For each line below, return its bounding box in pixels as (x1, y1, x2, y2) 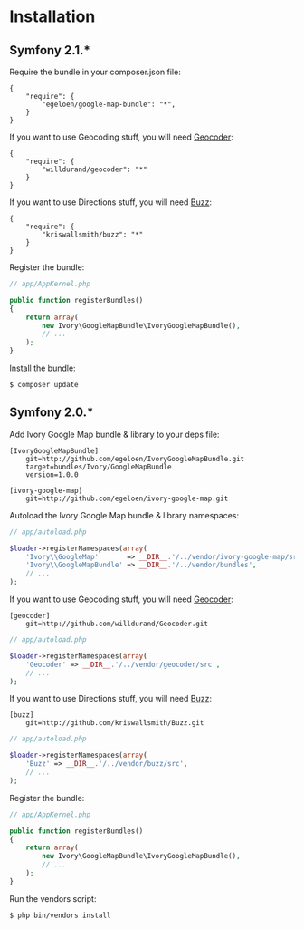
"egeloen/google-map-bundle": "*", (42, 100, 176, 109)
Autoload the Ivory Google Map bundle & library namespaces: (9, 509, 240, 520)
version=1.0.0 (25, 469, 79, 479)
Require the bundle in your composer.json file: (9, 66, 181, 77)
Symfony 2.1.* (9, 43, 90, 58)
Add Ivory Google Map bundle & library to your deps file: (9, 429, 220, 440)
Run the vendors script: (9, 893, 97, 904)
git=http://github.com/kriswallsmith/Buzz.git (25, 719, 204, 728)
